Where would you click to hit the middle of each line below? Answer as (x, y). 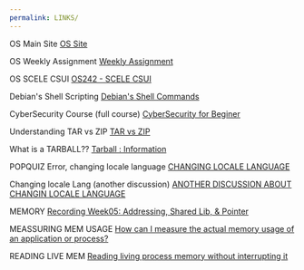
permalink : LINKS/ (44, 18)
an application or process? (59, 238)
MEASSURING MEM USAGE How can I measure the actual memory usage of (152, 228)
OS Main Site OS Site (49, 43)
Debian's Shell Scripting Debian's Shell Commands (104, 96)
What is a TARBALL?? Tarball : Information (88, 149)
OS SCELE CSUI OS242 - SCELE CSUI (81, 79)
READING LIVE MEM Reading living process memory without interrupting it (149, 256)
